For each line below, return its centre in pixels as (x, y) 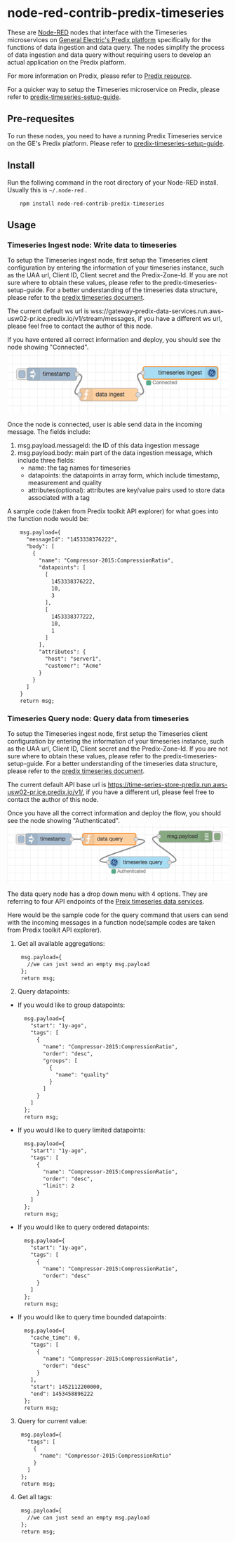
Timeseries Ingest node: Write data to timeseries (92, 245)
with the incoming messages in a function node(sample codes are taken (111, 923)
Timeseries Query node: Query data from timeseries (98, 718)
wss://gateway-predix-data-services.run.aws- (157, 311)
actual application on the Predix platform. (67, 62)
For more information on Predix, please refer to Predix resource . (100, 76)
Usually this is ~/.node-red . (47, 190)
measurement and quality (65, 482)
